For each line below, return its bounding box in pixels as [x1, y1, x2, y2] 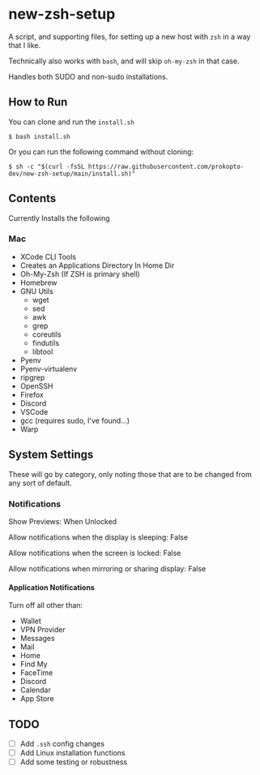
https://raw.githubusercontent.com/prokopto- [87, 162, 245, 170]
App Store [19, 694, 54, 704]
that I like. [8, 40, 41, 50]
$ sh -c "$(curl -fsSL [8, 162, 85, 170]
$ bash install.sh [8, 132, 70, 140]
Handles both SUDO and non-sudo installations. [8, 71, 168, 81]
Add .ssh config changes [19, 738, 105, 748]
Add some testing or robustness [19, 757, 128, 767]
